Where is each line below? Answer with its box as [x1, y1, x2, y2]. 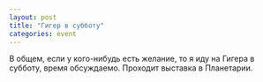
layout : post [9, 12, 57, 22]
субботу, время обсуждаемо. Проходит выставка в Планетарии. [9, 63, 253, 73]
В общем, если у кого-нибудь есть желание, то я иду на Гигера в [9, 54, 255, 64]
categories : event [9, 29, 77, 38]
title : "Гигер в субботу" [9, 21, 104, 30]
